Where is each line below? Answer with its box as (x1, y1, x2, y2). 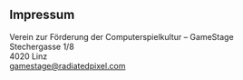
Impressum (9, 7, 75, 23)
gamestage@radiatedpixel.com (9, 60, 126, 71)
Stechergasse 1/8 (9, 41, 74, 52)
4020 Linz (9, 50, 48, 62)
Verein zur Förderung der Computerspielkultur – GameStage (9, 31, 234, 42)
